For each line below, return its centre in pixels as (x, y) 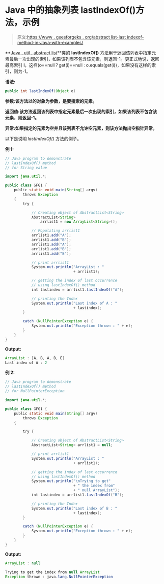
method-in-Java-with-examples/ (50, 42)
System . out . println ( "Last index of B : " (74, 508)
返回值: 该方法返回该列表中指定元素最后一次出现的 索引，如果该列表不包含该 (81, 111)
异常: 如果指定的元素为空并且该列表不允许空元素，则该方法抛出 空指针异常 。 (81, 128)
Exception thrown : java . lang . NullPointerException (59, 577)
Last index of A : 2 (26, 363)
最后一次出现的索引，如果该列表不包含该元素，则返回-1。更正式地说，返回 (84, 59)
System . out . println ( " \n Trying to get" (71, 481)
